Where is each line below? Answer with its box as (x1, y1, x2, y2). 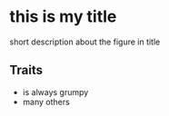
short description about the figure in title (9, 36, 161, 47)
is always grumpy (22, 86, 89, 97)
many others (22, 96, 70, 107)
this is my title (9, 6, 117, 27)
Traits (9, 63, 44, 78)
